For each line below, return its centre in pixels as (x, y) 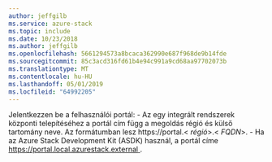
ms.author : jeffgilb (43, 46)
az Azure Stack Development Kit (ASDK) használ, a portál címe (114, 141)
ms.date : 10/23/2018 (43, 39)
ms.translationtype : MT (49, 69)
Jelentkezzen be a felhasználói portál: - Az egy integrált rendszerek (122, 115)
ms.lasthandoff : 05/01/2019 (56, 84)
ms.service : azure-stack (50, 24)
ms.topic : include (39, 31)
